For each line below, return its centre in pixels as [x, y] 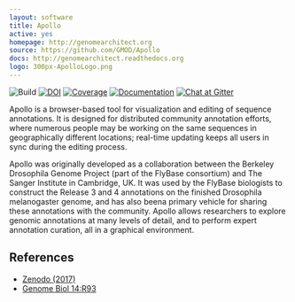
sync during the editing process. [68, 146]
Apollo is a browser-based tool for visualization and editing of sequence [140, 109]
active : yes [31, 34]
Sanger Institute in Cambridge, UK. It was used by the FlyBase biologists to [146, 182]
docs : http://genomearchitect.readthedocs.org [97, 58]
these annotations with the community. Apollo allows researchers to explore [147, 211]
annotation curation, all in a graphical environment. [102, 229]
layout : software [41, 17]
